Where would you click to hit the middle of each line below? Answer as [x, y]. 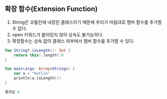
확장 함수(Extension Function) [51, 9]
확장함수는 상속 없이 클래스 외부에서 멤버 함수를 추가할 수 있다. [73, 41]
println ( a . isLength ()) [38, 78]
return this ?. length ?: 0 [39, 55]
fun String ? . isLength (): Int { [38, 50]
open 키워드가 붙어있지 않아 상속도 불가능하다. [58, 35]
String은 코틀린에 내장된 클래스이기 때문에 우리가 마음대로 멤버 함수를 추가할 [87, 22]
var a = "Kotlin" [32, 74]
